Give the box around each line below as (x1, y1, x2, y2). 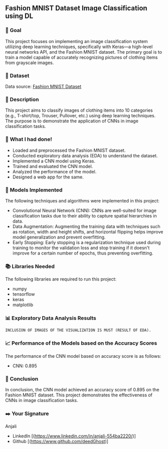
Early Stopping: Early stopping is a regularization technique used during (12, 239, 161, 245)
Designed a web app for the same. (12, 174, 84, 180)
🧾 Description (5, 96, 39, 103)
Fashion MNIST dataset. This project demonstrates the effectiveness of (5, 392, 153, 398)
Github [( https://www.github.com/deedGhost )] (12, 438, 109, 444)
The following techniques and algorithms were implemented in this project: (5, 197, 159, 203)
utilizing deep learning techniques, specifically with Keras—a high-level (5, 44, 153, 50)
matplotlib (12, 302, 34, 308)
